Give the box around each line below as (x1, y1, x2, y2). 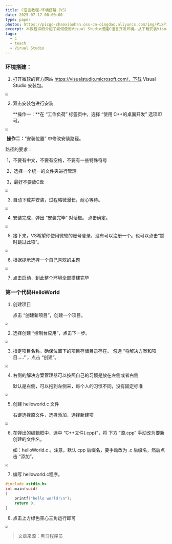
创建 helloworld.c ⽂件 (12, 401, 60, 407)
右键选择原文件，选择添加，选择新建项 (12, 412, 94, 418)
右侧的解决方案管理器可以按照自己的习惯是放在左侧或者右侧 (12, 372, 139, 378)
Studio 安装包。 (12, 82, 46, 88)
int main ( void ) (5, 486, 38, 491)
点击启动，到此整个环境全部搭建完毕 (12, 275, 90, 281)
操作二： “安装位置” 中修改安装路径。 (6, 135, 84, 141)
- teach (10, 41, 27, 46)
